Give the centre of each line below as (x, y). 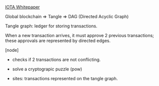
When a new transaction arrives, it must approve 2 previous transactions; (79, 35)
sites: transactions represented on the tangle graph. (65, 78)
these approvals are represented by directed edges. (58, 41)
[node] (12, 50)
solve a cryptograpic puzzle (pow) (47, 69)
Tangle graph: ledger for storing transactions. (51, 26)
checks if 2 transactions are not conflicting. (57, 60)
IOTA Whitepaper (23, 7)
